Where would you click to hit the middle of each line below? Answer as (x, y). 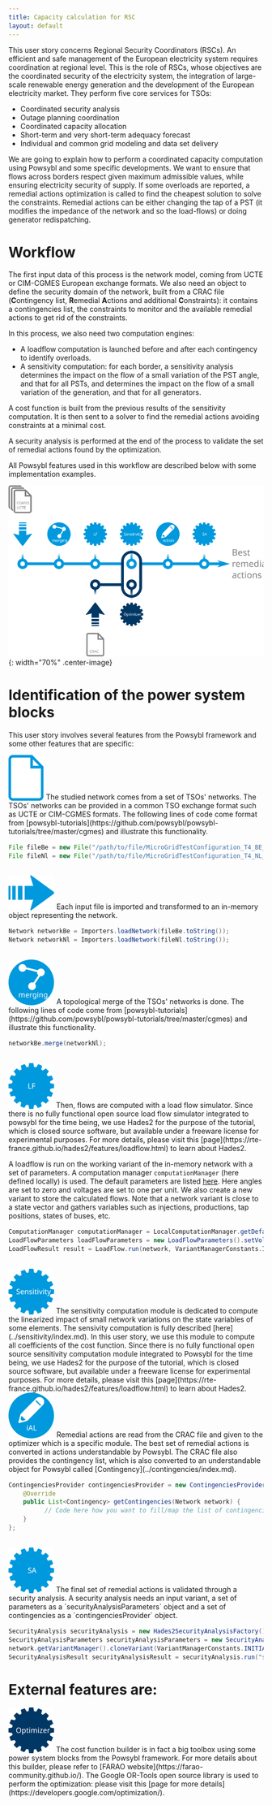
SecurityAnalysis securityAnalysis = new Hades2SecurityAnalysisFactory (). (139, 1631)
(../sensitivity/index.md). (49, 1336)
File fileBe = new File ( (50, 847)
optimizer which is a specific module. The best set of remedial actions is (129, 1443)
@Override (40, 1493)
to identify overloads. (55, 358)
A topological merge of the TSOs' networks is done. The (150, 1002)
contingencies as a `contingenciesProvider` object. (93, 1615)
